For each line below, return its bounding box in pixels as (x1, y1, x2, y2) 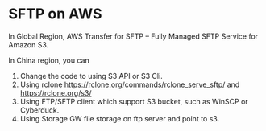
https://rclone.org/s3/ (19, 88, 92, 97)
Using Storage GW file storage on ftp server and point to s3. (19, 113, 220, 123)
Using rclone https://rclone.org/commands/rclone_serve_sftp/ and (19, 80, 240, 89)
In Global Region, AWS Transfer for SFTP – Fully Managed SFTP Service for (8, 31, 259, 41)
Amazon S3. (8, 39, 49, 49)
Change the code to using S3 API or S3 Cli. (19, 71, 163, 80)
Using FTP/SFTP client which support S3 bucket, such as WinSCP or (19, 96, 248, 106)
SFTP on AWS (8, 5, 102, 23)
